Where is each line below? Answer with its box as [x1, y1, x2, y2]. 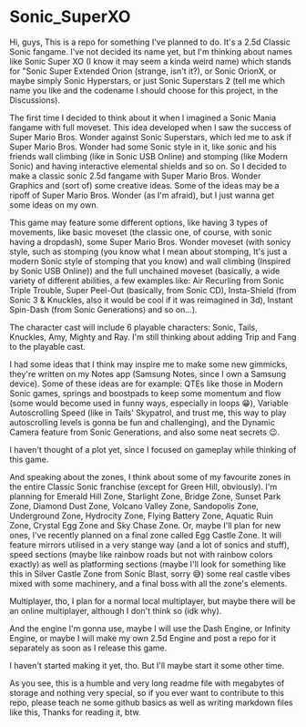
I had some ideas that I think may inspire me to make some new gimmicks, [9, 358, 289, 370]
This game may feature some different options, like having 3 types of [9, 217, 269, 228]
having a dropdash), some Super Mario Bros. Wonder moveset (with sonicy [9, 236, 291, 247]
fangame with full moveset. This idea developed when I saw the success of [9, 121, 291, 133]
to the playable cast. [9, 341, 87, 352]
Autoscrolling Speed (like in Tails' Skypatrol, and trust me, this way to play [9, 407, 287, 418]
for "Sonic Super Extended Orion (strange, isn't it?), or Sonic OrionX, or [9, 66, 277, 77]
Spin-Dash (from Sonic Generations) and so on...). [9, 303, 198, 315]
